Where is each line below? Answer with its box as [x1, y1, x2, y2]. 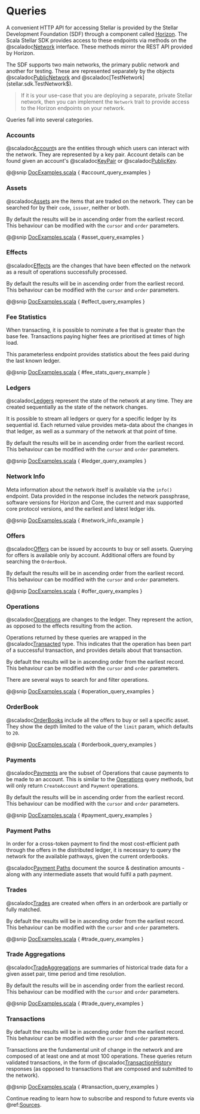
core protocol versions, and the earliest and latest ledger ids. [6, 505, 156, 512]
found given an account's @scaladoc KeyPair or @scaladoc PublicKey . [6, 157, 177, 165]
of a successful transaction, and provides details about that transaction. [6, 646, 183, 654]
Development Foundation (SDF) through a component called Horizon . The [6, 30, 188, 37]
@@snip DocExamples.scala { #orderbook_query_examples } [6, 740, 156, 748]
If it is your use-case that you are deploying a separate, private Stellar [20, 92, 193, 99]
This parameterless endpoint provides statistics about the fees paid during [6, 351, 190, 358]
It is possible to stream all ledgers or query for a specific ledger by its [6, 415, 177, 423]
